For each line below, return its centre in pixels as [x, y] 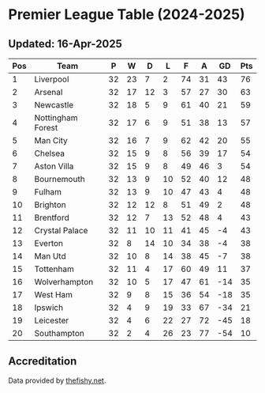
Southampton [59, 333]
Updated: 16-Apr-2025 [65, 44]
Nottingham [56, 118]
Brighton [50, 205]
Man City [51, 140]
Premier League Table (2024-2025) [127, 15]
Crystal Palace [61, 231]
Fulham [48, 192]
